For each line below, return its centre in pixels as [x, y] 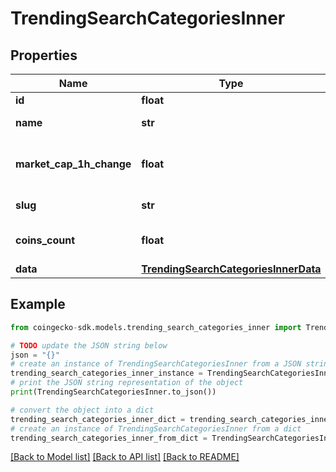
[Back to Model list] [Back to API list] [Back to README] [125, 457]
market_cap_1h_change [73, 164]
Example [38, 304]
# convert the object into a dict [82, 410]
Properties [44, 55]
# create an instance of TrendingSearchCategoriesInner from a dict [156, 428]
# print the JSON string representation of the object [127, 383]
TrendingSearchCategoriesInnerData [231, 269]
